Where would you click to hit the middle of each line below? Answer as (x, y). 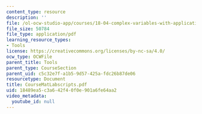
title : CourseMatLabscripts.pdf (47, 85)
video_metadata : (26, 96)
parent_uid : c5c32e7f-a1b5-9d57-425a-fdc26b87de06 (71, 74)
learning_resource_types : (38, 40)
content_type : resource (36, 12)
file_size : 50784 (28, 29)
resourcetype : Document (36, 79)
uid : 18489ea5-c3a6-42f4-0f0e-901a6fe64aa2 (62, 90)
